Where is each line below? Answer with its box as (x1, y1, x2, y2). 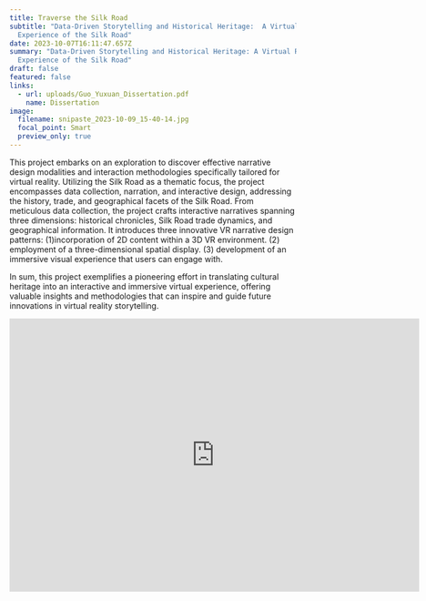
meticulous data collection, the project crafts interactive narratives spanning (9, 205, 296, 216)
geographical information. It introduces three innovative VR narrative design (9, 224, 294, 235)
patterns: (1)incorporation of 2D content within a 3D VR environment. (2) (9, 234, 280, 245)
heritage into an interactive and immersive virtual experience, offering (9, 280, 271, 291)
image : (9, 107, 35, 116)
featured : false (9, 73, 71, 82)
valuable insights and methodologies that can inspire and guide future (9, 290, 271, 301)
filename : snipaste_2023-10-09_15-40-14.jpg (17, 115, 189, 124)
